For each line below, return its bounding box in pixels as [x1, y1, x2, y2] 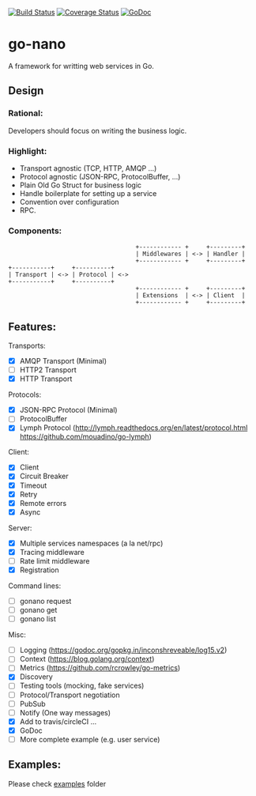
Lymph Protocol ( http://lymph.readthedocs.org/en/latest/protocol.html [19, 423, 248, 432]
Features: [8, 320, 57, 334]
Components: [8, 225, 62, 236]
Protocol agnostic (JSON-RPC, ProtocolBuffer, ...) [19, 172, 181, 181]
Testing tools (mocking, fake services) [19, 681, 145, 691]
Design [8, 84, 44, 98]
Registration [19, 565, 59, 575]
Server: [8, 522, 32, 533]
